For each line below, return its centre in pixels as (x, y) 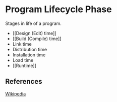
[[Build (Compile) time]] (37, 39)
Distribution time (30, 49)
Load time (23, 60)
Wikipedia (16, 94)
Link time (22, 44)
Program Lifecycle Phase (58, 9)
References (24, 81)
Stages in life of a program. (34, 23)
